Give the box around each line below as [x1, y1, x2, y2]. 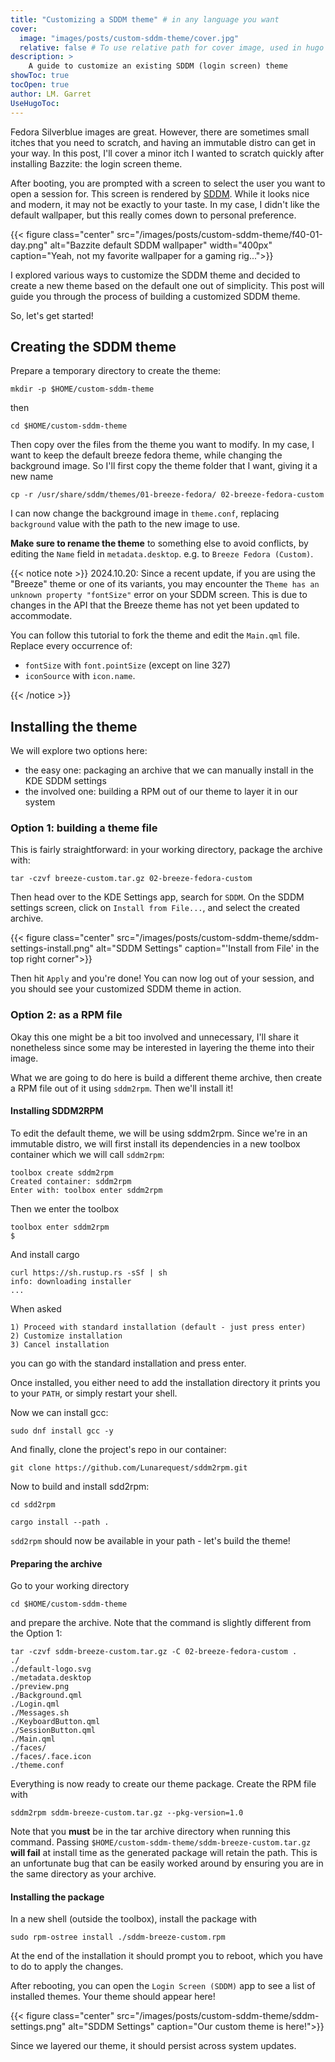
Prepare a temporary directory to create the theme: [10, 365, 222, 377]
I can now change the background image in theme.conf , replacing [10, 507, 280, 520]
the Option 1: [10, 1627, 63, 1640]
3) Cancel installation [10, 1339, 110, 1350]
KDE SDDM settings [24, 775, 107, 787]
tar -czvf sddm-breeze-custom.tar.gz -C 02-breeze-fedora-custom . [10, 1647, 298, 1657]
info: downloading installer [10, 1276, 132, 1286]
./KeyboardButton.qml [10, 1717, 101, 1727]
